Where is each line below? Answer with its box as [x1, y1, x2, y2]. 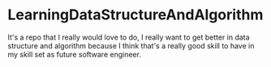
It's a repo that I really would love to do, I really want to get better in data [7, 32, 250, 42]
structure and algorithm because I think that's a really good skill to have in [7, 40, 255, 50]
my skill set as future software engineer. [7, 49, 141, 59]
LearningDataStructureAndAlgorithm [7, 6, 264, 24]
